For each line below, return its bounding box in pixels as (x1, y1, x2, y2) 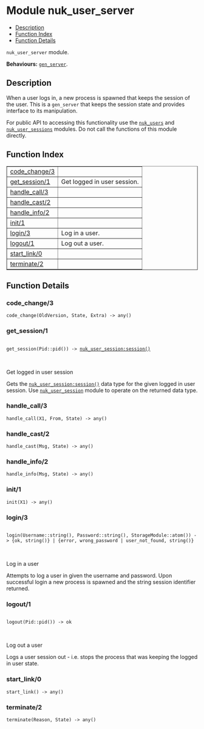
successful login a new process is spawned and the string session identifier (6, 579, 196, 586)
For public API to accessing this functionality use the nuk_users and (6, 119, 175, 126)
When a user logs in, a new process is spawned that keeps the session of (6, 94, 190, 101)
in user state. (6, 660, 39, 667)
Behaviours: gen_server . (6, 60, 68, 68)
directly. (6, 131, 27, 139)
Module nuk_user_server (6, 4, 135, 18)
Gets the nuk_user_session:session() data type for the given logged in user (6, 380, 195, 387)
